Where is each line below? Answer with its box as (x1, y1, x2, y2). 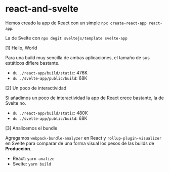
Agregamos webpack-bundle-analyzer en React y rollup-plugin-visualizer (5, 135, 162, 141)
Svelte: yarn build (12, 160, 52, 167)
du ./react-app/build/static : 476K (12, 69, 88, 76)
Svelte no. (5, 100, 26, 106)
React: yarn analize (12, 155, 55, 161)
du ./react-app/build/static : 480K (12, 110, 89, 116)
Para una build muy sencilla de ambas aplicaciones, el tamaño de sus (5, 54, 150, 61)
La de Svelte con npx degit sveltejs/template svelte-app (5, 35, 128, 41)
